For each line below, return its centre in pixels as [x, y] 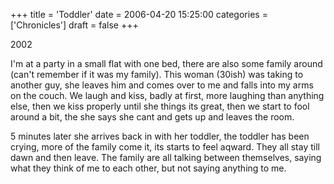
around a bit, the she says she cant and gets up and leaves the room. [152, 117]
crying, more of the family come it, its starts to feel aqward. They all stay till [165, 147]
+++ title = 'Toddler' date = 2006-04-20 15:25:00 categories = [139, 14]
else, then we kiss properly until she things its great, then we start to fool [160, 106]
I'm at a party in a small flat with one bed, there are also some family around [166, 63]
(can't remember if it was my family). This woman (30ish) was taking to [157, 74]
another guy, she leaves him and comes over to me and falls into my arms [162, 85]
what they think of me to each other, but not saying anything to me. [148, 168]
